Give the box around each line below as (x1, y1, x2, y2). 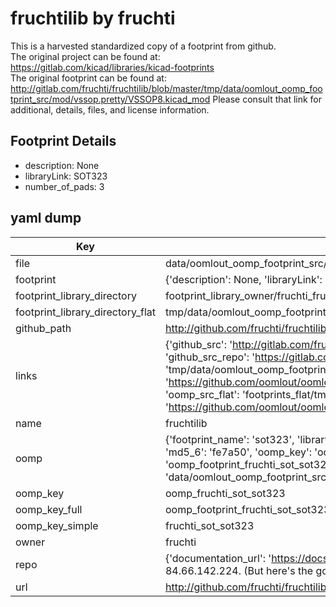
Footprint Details (10, 133, 117, 150)
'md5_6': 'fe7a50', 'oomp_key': (164, 445, 313, 459)
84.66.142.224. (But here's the (164, 563, 314, 577)
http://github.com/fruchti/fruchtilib (164, 580, 327, 594)
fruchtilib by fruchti (10, 7, 176, 30)
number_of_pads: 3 (24, 180, 105, 192)
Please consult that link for (212, 93, 323, 105)
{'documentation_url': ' (164, 551, 272, 565)
